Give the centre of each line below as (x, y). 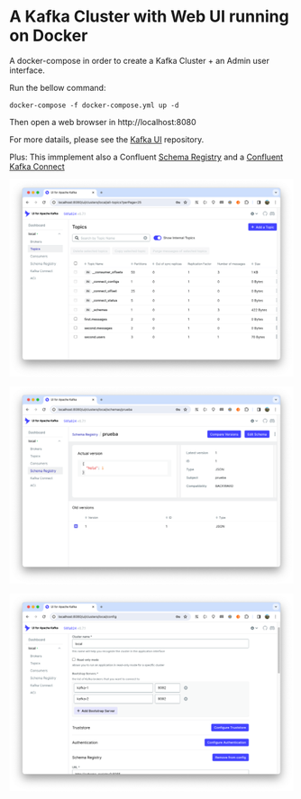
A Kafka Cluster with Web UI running (150, 17)
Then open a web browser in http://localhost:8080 (103, 122)
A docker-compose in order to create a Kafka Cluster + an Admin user (140, 60)
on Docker (49, 36)
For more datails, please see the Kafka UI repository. (107, 139)
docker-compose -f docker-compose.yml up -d (94, 105)
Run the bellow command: (58, 87)
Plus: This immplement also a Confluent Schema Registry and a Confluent (146, 157)
